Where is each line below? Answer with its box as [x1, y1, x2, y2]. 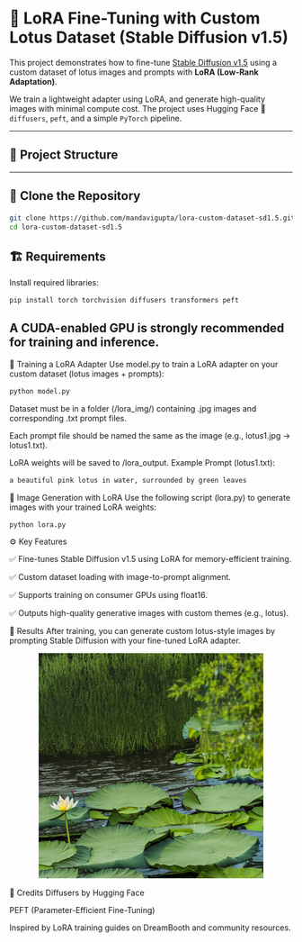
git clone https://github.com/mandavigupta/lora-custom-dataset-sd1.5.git [9, 213, 296, 222]
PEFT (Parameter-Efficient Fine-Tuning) [9, 905, 155, 916]
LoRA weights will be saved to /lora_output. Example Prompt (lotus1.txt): [9, 457, 276, 467]
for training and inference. [9, 335, 160, 350]
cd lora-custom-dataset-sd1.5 [9, 222, 123, 232]
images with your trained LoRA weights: [9, 502, 157, 512]
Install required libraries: [9, 277, 99, 288]
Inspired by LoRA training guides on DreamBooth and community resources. [9, 922, 291, 933]
